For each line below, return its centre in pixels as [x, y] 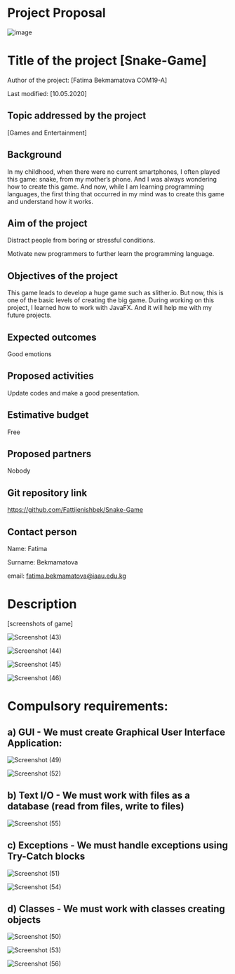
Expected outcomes [52, 337]
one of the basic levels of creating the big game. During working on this [111, 300]
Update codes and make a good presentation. [74, 393]
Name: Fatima [27, 549]
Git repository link [47, 493]
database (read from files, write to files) [96, 807]
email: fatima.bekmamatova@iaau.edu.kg [67, 576]
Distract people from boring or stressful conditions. [81, 241]
